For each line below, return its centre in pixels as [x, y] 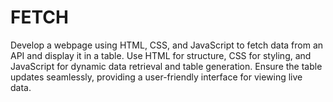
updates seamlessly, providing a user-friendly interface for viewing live [156, 77]
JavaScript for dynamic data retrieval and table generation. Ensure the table [166, 66]
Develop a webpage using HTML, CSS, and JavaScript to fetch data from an [167, 45]
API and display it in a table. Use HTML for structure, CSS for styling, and [161, 55]
